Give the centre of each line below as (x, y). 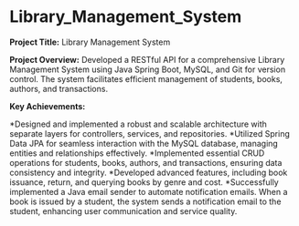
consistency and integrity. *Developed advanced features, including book (149, 172)
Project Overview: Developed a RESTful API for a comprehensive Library (147, 59)
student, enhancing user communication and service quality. (123, 211)
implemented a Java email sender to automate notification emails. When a (149, 191)
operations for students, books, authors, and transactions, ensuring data (146, 162)
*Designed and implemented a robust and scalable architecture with (139, 124)
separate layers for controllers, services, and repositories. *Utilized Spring (149, 133)
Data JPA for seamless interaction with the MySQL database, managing (144, 143)
